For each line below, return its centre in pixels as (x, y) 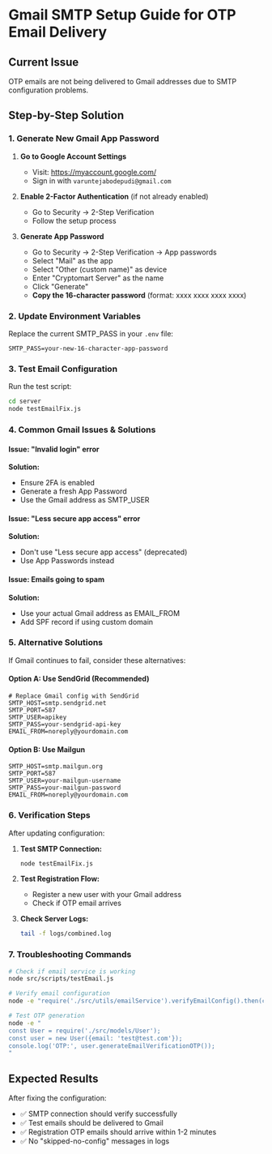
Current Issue (44, 62)
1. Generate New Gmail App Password (84, 139)
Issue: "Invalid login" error (54, 449)
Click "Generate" (60, 286)
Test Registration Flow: (59, 879)
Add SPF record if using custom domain (87, 622)
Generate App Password (62, 236)
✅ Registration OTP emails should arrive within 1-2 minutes (118, 1132)
